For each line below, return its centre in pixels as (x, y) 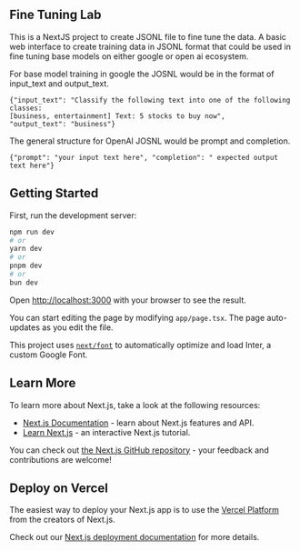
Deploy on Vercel (59, 488)
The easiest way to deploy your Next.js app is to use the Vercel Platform (145, 510)
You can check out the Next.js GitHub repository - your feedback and (140, 450)
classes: (26, 108)
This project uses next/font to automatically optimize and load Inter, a (140, 345)
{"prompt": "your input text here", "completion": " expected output (144, 157)
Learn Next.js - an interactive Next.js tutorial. (106, 432)
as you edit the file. (78, 327)
